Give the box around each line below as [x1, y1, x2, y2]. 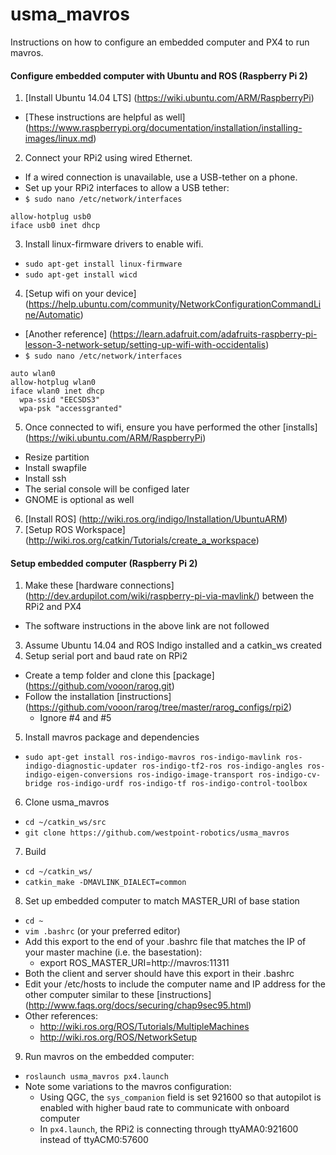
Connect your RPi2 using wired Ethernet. [24, 152, 193, 164]
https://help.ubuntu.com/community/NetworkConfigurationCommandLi [28, 298, 322, 310]
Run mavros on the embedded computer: [24, 1051, 195, 1063]
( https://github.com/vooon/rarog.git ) [24, 680, 175, 692]
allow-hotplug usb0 [10, 212, 92, 222]
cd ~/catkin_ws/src [24, 818, 107, 828]
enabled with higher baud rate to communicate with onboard [39, 1102, 290, 1114]
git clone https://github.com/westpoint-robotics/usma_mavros [24, 828, 290, 838]
